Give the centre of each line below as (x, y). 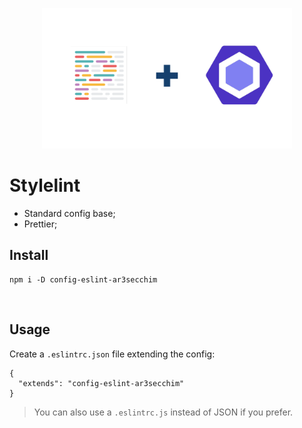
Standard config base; (69, 213)
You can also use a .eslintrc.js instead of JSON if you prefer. (163, 412)
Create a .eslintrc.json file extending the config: (112, 354)
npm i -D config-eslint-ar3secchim (83, 279)
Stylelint (45, 185)
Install (29, 255)
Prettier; (40, 224)
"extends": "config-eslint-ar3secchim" (101, 383)
